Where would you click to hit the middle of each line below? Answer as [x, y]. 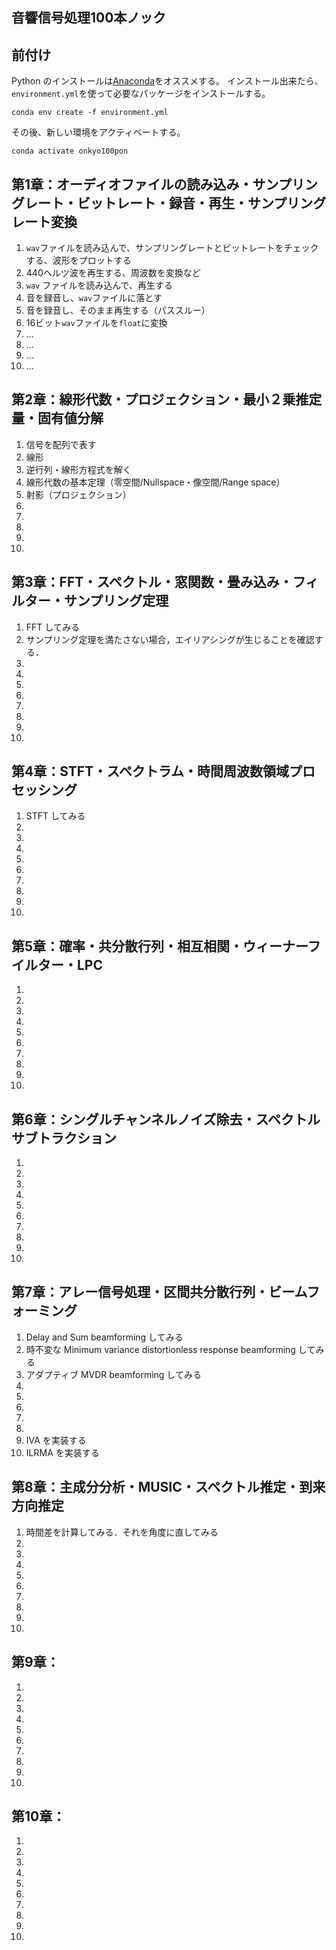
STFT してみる [55, 816]
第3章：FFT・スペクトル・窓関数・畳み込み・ [152, 582]
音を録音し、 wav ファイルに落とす [94, 298]
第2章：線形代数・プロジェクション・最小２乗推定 [167, 399]
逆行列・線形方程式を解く [78, 469]
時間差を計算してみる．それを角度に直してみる [122, 1532]
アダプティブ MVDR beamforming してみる [113, 1374]
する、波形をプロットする [78, 260]
